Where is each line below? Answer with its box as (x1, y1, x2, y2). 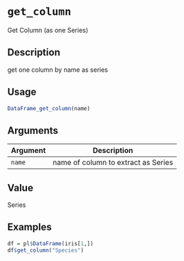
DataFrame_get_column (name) (7, 105, 91, 112)
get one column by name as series (7, 65, 109, 74)
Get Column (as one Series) (7, 26, 89, 34)
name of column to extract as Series (53, 158, 173, 168)
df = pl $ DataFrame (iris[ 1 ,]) (7, 240, 94, 247)
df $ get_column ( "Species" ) (7, 247, 84, 254)
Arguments (7, 124, 59, 137)
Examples (7, 221, 52, 233)
